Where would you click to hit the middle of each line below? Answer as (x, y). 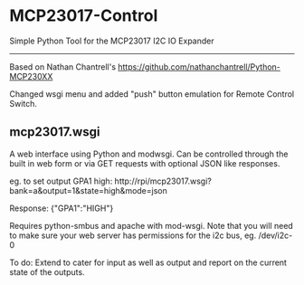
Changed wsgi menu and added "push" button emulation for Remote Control (152, 94)
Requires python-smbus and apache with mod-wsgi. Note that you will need (152, 225)
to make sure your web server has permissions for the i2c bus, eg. (133, 235)
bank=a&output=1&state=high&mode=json (88, 190)
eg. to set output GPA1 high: (61, 181)
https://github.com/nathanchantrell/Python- (199, 66)
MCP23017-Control (84, 16)
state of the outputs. (47, 271)
